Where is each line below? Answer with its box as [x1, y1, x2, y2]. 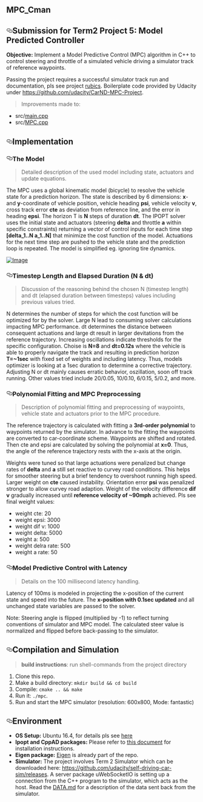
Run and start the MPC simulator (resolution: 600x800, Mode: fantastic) [15, 698, 195, 705]
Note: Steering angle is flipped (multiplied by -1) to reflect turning [6, 614, 169, 622]
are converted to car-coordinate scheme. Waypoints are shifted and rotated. [6, 434, 197, 442]
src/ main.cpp [15, 112, 48, 120]
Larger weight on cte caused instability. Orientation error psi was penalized [6, 479, 195, 486]
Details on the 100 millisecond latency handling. [21, 577, 141, 585]
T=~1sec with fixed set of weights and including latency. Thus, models [6, 355, 183, 363]
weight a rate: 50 [15, 549, 58, 556]
